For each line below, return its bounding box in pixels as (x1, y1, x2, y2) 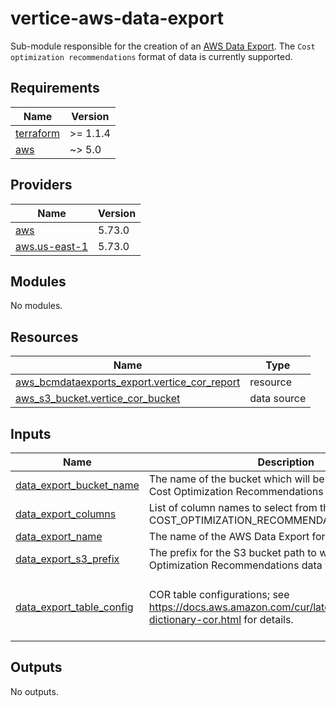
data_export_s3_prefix (15, 552, 120, 566)
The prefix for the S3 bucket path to (148, 546, 317, 559)
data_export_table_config (15, 600, 134, 614)
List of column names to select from (148, 501, 318, 514)
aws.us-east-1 (15, 239, 88, 253)
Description (257, 455, 315, 469)
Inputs (10, 425, 52, 442)
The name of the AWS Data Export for (148, 530, 326, 543)
